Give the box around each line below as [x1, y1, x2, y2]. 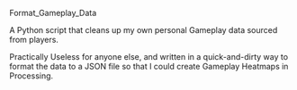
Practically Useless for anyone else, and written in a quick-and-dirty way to [9, 52, 289, 61]
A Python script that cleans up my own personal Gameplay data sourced [9, 25, 278, 35]
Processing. [9, 70, 54, 81]
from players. [9, 35, 58, 45]
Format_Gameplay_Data [9, 8, 97, 18]
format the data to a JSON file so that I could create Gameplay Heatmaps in [9, 61, 289, 71]
